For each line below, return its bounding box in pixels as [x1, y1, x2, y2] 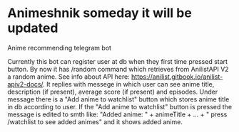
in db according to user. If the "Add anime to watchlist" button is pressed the [7, 102, 233, 111]
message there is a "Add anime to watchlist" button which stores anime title [7, 94, 230, 104]
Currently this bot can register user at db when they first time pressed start [7, 57, 228, 65]
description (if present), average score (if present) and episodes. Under [7, 87, 218, 96]
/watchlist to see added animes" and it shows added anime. [7, 117, 183, 126]
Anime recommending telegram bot [7, 43, 112, 52]
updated [7, 20, 59, 36]
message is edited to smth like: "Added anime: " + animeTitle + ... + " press [7, 110, 228, 119]
